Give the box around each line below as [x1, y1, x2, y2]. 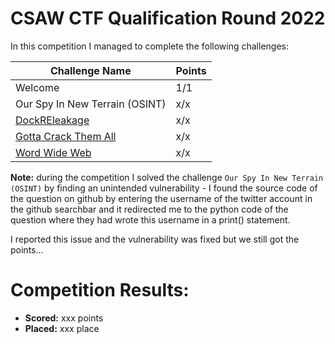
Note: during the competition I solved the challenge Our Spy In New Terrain [10, 171, 324, 183]
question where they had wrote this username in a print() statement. [10, 213, 291, 226]
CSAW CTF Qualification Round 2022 [10, 7, 326, 30]
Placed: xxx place [24, 322, 100, 334]
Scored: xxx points [24, 312, 104, 324]
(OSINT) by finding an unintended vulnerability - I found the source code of [10, 182, 318, 194]
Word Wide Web [15, 145, 92, 159]
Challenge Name [49, 63, 132, 77]
